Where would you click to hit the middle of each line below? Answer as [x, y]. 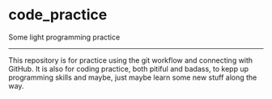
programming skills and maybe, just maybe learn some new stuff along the [133, 77]
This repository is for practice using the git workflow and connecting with [131, 60]
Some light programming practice [64, 37]
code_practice [58, 15]
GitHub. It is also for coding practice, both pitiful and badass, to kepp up [129, 68]
